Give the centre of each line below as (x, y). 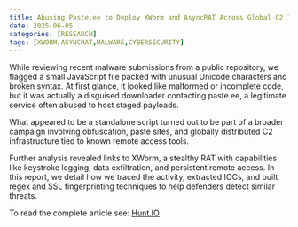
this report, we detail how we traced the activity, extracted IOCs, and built (144, 177)
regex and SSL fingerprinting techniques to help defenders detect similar (142, 186)
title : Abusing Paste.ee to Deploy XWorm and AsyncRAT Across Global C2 (146, 17)
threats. (23, 196)
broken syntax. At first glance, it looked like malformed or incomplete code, (146, 86)
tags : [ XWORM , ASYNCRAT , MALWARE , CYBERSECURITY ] (97, 42)
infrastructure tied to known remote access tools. (99, 141)
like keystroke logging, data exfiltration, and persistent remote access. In (142, 168)
